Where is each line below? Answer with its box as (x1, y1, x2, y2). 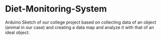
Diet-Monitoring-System (5, 3, 107, 14)
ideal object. (5, 29, 30, 35)
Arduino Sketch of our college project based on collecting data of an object (5, 19, 157, 25)
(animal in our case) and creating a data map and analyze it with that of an (5, 24, 154, 30)
